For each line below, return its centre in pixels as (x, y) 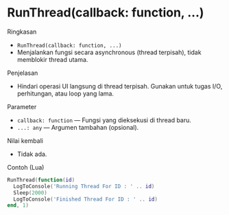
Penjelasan (23, 73)
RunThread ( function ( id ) (41, 180)
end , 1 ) (18, 205)
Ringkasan (22, 32)
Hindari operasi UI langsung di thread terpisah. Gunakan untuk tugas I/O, (120, 86)
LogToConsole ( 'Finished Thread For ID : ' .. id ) (85, 199)
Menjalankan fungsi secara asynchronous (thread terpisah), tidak (109, 52)
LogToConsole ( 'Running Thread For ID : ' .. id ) (84, 186)
